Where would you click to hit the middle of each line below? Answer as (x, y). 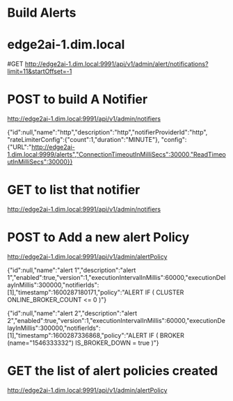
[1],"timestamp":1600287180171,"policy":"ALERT (75, 292)
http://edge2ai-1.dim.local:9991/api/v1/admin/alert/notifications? (116, 64)
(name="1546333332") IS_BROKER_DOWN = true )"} (83, 343)
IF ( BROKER (167, 335)
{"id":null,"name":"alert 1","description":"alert (72, 270)
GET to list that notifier (74, 190)
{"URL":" (19, 147)
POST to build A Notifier (78, 100)
